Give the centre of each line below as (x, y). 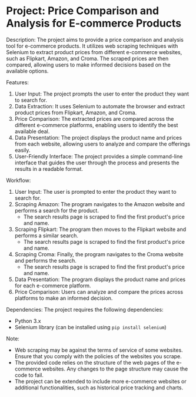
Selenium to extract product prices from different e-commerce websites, (94, 52)
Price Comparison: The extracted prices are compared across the (94, 118)
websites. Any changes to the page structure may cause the (115, 369)
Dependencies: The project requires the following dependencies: (85, 309)
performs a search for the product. (57, 210)
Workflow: (19, 180)
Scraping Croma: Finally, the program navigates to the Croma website (99, 254)
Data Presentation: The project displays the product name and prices (98, 137)
